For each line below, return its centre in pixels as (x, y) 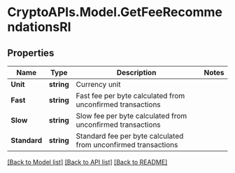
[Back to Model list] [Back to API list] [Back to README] (87, 162)
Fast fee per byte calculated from (130, 96)
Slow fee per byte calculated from (131, 116)
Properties (31, 53)
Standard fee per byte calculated (130, 136)
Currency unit (98, 84)
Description (136, 72)
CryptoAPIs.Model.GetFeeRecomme (115, 12)
